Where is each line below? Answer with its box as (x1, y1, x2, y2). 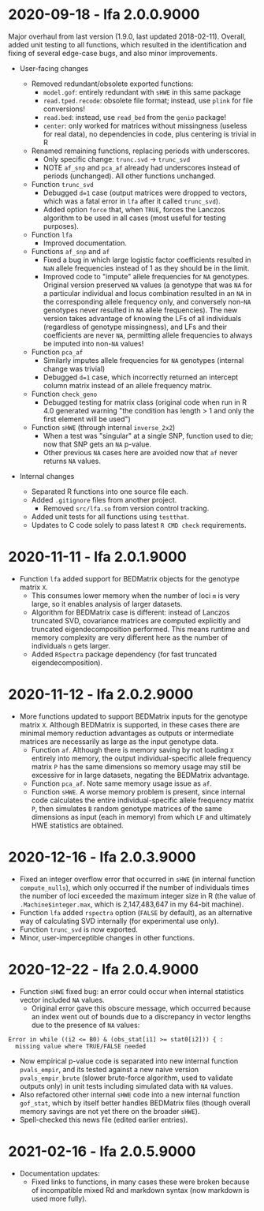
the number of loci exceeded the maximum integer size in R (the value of (19, 891, 256, 900)
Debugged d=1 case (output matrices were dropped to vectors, (43, 188, 247, 197)
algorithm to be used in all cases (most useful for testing (43, 213, 226, 222)
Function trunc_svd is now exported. (19, 925, 138, 934)
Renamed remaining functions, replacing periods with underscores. (31, 146, 251, 155)
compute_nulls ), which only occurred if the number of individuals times (19, 882, 250, 892)
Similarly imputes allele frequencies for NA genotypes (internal (43, 355, 244, 364)
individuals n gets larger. (31, 641, 111, 650)
